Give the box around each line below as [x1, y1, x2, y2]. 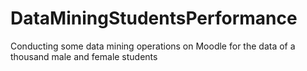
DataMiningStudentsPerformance [10, 7, 298, 30]
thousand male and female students [10, 50, 158, 62]
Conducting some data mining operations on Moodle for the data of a [10, 40, 296, 52]
